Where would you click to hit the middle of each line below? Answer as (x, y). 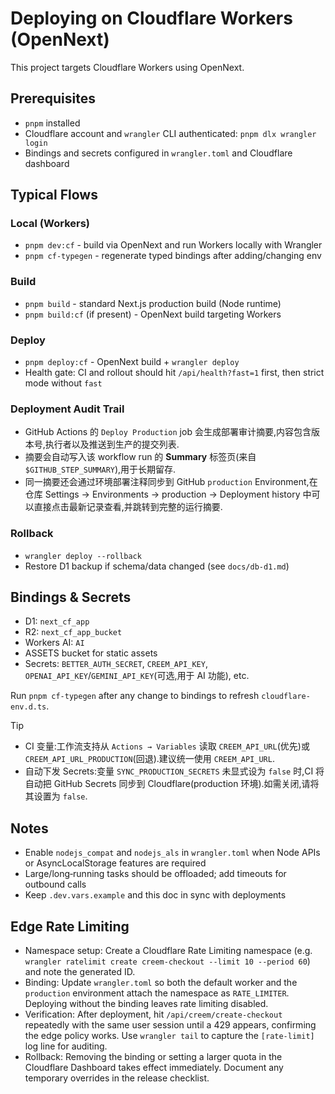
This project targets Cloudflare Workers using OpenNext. (127, 67)
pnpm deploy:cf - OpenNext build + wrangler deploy (132, 362)
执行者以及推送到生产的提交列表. (112, 444)
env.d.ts (28, 707)
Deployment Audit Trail (67, 409)
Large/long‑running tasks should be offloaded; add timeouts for (155, 874)
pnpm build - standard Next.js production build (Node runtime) (153, 303)
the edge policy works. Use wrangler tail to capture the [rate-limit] (169, 1036)
